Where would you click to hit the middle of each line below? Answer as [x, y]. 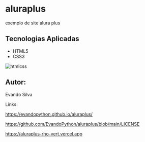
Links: [11, 104]
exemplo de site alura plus [33, 23]
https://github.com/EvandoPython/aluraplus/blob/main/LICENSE [72, 124]
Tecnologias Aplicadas [42, 39]
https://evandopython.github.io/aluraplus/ [49, 114]
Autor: [16, 82]
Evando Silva [19, 94]
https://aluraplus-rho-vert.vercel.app [44, 134]
